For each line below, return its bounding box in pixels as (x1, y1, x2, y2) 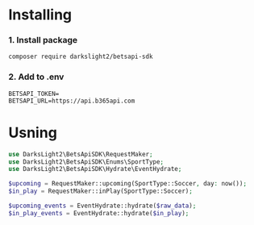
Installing (8, 6, 73, 24)
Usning (8, 123, 58, 142)
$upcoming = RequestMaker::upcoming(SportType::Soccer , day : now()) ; (8, 180, 248, 188)
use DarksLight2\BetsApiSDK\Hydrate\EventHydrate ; (8, 165, 182, 173)
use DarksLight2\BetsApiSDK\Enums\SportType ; (8, 157, 164, 166)
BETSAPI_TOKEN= (8, 90, 60, 98)
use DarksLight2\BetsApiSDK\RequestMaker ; (8, 150, 153, 158)
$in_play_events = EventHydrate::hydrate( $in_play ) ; (8, 209, 189, 217)
